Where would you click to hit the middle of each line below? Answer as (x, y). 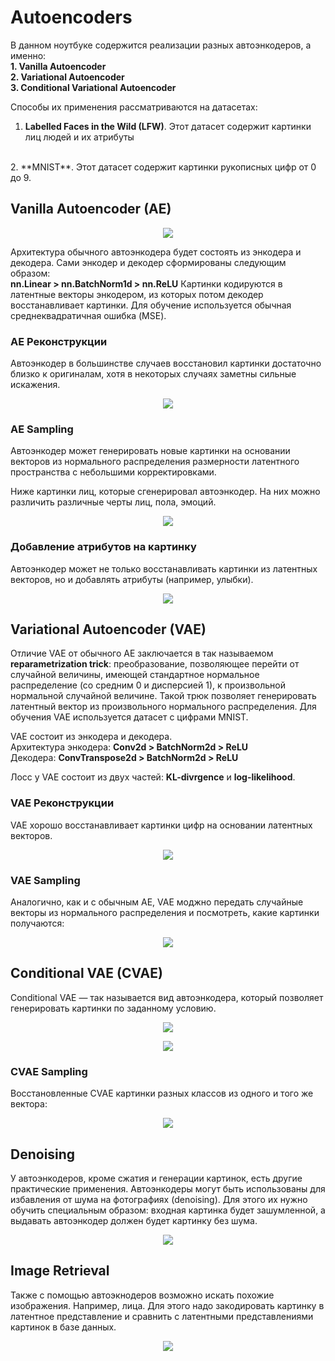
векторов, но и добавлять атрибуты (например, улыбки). (132, 579)
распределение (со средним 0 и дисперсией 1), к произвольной (148, 685)
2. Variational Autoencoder (67, 77)
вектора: (29, 1104)
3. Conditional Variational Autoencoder (93, 87)
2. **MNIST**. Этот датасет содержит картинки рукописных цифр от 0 (163, 167)
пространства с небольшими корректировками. (113, 472)
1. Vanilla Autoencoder (58, 66)
